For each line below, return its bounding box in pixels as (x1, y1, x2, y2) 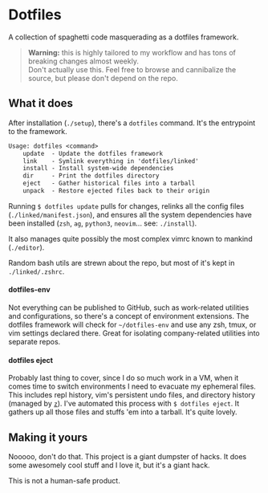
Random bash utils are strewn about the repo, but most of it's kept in (8, 258, 235, 267)
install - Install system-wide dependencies (22, 165, 174, 173)
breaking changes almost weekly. (27, 56, 139, 66)
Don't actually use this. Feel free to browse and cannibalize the (27, 64, 237, 74)
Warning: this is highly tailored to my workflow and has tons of (27, 47, 237, 57)
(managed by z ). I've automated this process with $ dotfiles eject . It (8, 399, 240, 409)
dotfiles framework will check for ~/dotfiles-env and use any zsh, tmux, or (8, 320, 257, 330)
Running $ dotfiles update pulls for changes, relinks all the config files (8, 201, 245, 210)
